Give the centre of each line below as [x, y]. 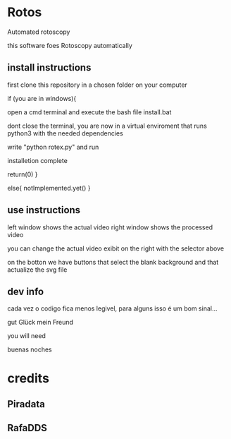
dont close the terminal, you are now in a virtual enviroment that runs [107, 126]
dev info [26, 291]
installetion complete [38, 160]
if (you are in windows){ [42, 98]
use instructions [44, 210]
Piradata [26, 404]
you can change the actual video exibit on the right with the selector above [115, 248]
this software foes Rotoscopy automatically [70, 45]
